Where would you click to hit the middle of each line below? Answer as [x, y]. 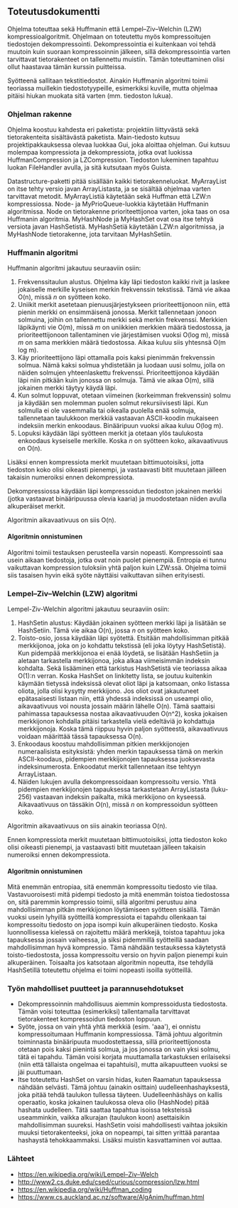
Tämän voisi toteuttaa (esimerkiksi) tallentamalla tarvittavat [104, 1011]
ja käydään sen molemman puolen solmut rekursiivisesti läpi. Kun [113, 403]
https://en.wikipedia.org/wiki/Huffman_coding [85, 1189]
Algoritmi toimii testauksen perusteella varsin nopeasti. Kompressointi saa [115, 552]
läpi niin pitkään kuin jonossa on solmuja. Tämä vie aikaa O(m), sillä [116, 380]
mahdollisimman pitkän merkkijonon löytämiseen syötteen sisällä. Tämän [114, 910]
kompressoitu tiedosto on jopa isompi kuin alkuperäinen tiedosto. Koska [113, 925]
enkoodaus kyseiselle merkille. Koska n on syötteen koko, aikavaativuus [123, 441]
